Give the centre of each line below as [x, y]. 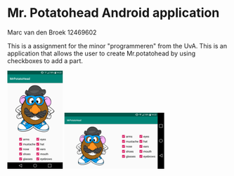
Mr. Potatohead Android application [113, 13]
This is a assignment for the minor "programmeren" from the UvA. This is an [117, 46]
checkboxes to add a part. [45, 60]
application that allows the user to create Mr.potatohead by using [102, 53]
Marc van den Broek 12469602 [52, 32]
